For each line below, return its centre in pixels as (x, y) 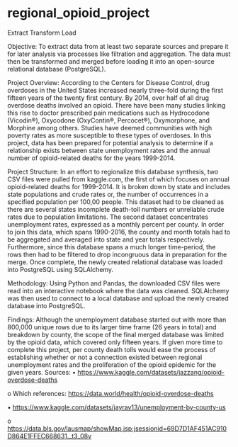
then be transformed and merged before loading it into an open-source (111, 61)
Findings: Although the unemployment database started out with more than (117, 319)
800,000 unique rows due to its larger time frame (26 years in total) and (112, 327)
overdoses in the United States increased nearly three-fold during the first (115, 90)
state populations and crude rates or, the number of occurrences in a (108, 194)
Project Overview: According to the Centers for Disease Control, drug (109, 82)
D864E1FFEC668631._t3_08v (50, 436)
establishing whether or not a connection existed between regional (105, 357)
